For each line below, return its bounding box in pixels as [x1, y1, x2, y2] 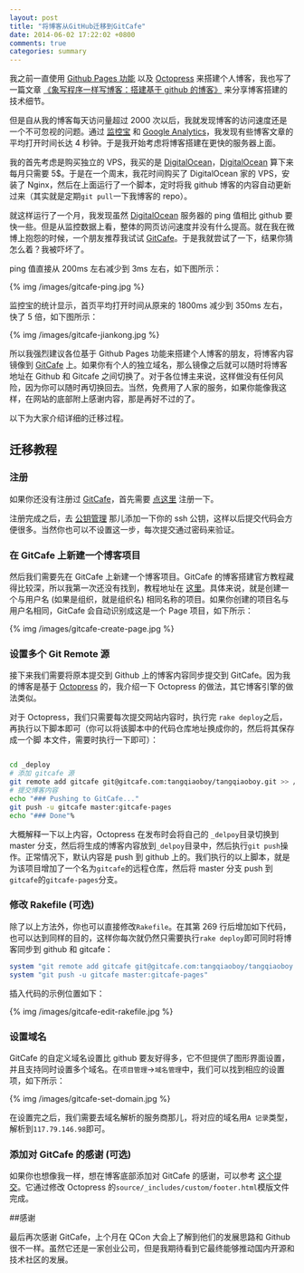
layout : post [9, 13, 59, 23]
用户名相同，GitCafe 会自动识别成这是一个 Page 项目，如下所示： [9, 605, 253, 616]
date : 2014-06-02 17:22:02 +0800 [9, 30, 136, 39]
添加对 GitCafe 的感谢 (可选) [9, 1148, 132, 1161]
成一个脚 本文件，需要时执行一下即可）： [9, 735, 158, 746]
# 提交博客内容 [9, 786, 59, 796]
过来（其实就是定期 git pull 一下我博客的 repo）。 [9, 191, 193, 202]
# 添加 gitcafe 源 [9, 769, 75, 778]
